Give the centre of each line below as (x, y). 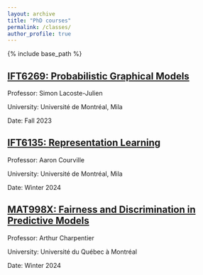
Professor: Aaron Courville (46, 159)
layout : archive (31, 14)
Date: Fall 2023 (29, 120)
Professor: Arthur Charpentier (51, 237)
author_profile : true (39, 34)
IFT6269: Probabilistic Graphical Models (98, 76)
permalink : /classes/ (39, 27)
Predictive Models (49, 221)
